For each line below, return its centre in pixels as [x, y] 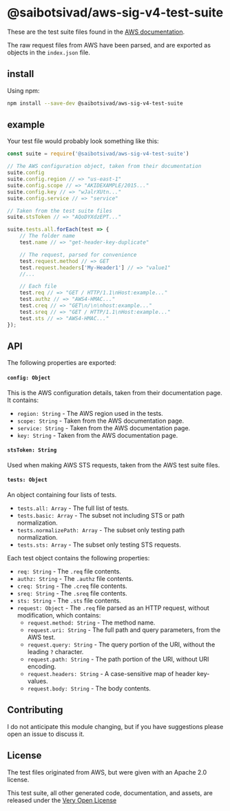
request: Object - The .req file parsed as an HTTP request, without [113, 608]
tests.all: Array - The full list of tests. [73, 508]
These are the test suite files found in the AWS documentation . [96, 32]
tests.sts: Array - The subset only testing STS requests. [99, 545]
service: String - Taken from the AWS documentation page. [104, 428]
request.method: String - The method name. [91, 622]
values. [38, 681]
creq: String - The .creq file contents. [72, 586]
